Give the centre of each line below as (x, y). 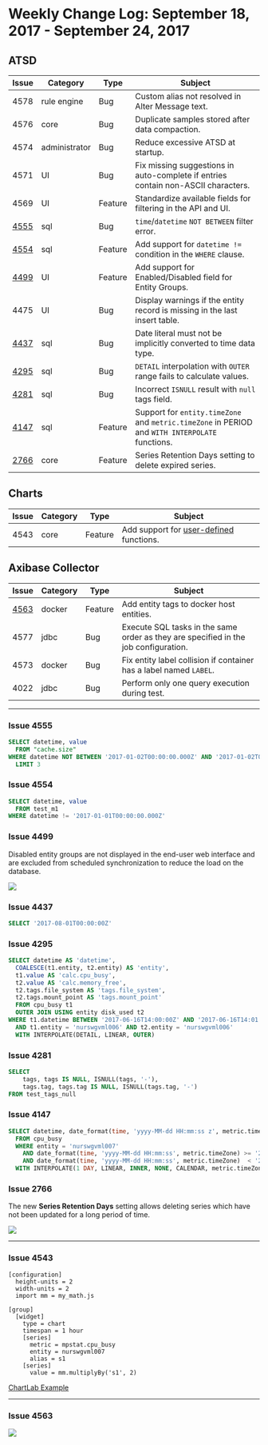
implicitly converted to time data (195, 343)
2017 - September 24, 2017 (99, 31)
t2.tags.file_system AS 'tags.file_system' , (91, 990)
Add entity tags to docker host (178, 604)
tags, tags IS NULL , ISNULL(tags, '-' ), (91, 1079)
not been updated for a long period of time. (79, 1215)
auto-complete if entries (181, 175)
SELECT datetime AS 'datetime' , (62, 960)
